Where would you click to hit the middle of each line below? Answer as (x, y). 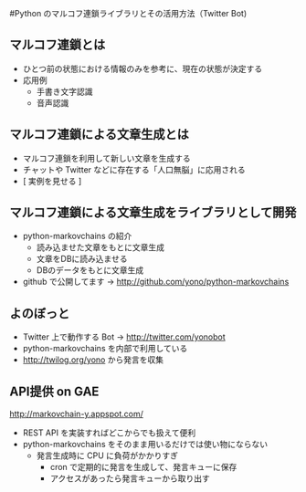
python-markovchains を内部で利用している (105, 349)
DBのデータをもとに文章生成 (90, 270)
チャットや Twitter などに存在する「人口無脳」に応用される (134, 169)
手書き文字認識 (64, 91)
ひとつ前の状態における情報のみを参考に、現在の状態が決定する (142, 68)
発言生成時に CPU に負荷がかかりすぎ (107, 455)
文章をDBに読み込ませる (82, 259)
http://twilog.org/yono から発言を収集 (93, 360)
